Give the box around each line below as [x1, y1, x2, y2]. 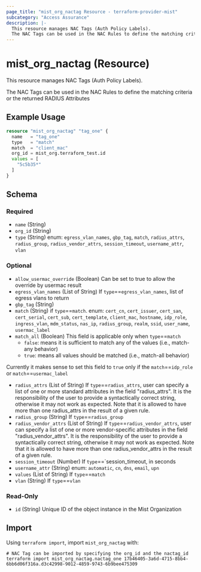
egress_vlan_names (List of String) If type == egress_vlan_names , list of [14, 288, 184, 295]
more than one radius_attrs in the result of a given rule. [14, 406, 150, 414]
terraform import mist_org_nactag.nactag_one [6, 556, 121, 562]
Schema [6, 190, 38, 200]
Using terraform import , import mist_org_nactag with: [6, 538, 139, 546]
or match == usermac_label [6, 370, 69, 377]
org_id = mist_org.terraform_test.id [11, 151, 106, 157]
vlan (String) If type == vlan [14, 477, 81, 484]
